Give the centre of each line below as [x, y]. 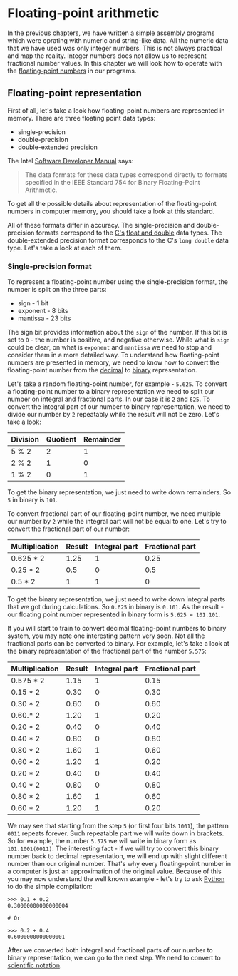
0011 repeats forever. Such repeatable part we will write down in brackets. [116, 833]
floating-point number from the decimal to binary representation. [102, 370]
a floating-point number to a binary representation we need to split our [111, 392]
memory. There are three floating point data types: [82, 118]
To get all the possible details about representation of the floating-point [112, 203]
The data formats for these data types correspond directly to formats [126, 174]
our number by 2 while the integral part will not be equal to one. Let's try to [117, 522]
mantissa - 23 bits [44, 318]
